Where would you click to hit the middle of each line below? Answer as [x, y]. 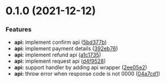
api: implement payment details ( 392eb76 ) [66, 49]
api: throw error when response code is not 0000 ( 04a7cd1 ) [87, 74]
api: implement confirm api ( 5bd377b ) [60, 42]
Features [19, 30]
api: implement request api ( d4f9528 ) [60, 61]
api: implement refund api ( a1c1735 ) [58, 55]
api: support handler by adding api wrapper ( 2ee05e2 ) [81, 68]
